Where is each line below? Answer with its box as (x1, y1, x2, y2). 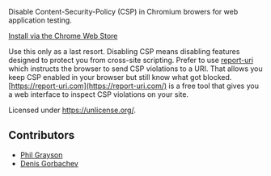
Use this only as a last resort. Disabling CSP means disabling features (8, 47, 240, 56)
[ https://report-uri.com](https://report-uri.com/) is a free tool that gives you (8, 81, 259, 90)
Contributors (8, 128, 75, 142)
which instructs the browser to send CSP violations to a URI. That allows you (8, 64, 263, 73)
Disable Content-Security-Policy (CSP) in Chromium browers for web (8, 7, 239, 16)
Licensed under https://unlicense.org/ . (8, 105, 136, 115)
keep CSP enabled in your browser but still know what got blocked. (8, 73, 232, 82)
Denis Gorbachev (19, 158, 78, 168)
